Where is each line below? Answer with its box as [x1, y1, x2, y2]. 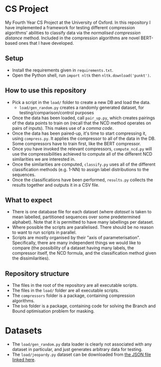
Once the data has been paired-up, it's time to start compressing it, [12, 130, 147, 136]
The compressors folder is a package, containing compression [12, 293, 135, 298]
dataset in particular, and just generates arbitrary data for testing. [12, 347, 143, 352]
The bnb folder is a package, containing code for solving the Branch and [12, 303, 156, 309]
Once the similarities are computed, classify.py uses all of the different [12, 161, 156, 167]
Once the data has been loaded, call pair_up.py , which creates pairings [12, 115, 155, 121]
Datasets [5, 325, 42, 336]
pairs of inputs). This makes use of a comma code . [12, 125, 114, 131]
